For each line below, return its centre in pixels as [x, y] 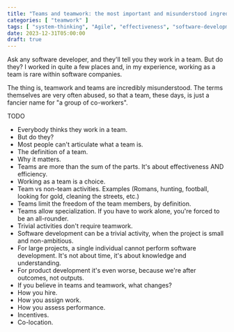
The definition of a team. [53, 152]
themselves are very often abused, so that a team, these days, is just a [108, 96]
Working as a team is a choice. [61, 181]
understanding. [39, 263]
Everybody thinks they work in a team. [72, 130]
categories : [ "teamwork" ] [48, 20]
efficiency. [32, 174]
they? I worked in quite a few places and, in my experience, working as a [111, 67]
